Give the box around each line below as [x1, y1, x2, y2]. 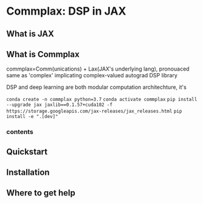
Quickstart [6, 146, 48, 157]
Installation [6, 167, 50, 178]
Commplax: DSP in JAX [6, 4, 126, 18]
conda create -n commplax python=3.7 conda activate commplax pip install [6, 96, 198, 103]
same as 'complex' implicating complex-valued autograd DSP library [6, 72, 178, 79]
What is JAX [6, 29, 55, 39]
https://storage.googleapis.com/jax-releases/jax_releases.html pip [6, 108, 182, 114]
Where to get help [6, 188, 76, 199]
